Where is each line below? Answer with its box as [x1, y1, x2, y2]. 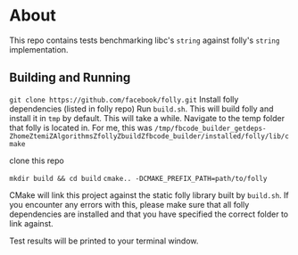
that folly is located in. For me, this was [9, 122, 153, 133]
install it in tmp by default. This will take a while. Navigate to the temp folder [9, 112, 286, 123]
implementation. [9, 44, 69, 54]
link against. [9, 218, 54, 228]
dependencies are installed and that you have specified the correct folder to [9, 209, 289, 219]
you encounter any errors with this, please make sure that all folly [9, 199, 250, 210]
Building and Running [9, 70, 131, 86]
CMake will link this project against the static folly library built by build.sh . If [9, 189, 289, 201]
